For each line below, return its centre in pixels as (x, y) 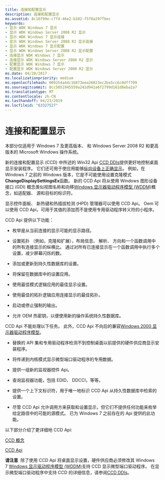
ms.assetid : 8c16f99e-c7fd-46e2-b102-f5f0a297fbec (58, 19)
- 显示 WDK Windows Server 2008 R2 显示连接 (49, 42)
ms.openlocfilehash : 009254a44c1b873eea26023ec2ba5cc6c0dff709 (71, 82)
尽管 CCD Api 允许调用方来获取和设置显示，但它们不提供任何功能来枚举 (84, 407)
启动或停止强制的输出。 (36, 305)
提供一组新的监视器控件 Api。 (42, 370)
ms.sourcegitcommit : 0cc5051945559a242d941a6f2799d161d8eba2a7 (71, 87)
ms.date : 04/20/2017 (26, 74)
